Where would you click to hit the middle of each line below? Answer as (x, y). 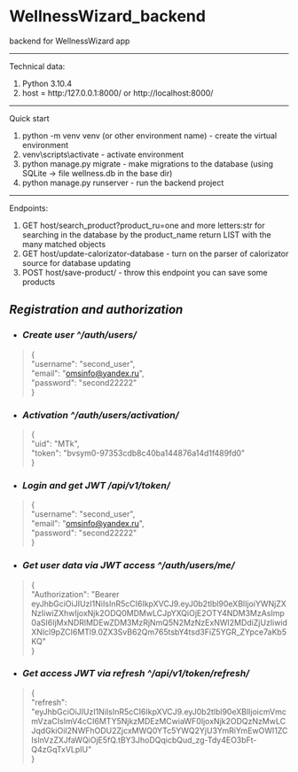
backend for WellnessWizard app (70, 41)
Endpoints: (29, 208)
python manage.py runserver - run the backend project (123, 183)
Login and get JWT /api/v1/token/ (96, 485)
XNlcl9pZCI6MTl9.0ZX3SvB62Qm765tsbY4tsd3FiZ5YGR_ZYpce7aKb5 (158, 632)
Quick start (29, 118)
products (39, 282)
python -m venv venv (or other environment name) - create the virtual (149, 136)
